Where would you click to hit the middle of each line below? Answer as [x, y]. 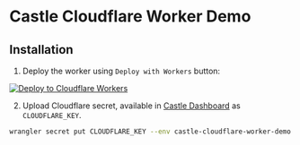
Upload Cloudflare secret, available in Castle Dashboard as [131, 106]
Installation [41, 50]
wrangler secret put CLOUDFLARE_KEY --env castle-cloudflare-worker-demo [150, 132]
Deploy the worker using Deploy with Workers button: [121, 71]
